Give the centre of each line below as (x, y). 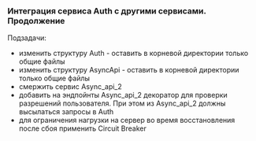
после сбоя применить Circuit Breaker (83, 128)
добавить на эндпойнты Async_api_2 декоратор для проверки (123, 95)
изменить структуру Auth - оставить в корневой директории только (134, 54)
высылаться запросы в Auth (66, 112)
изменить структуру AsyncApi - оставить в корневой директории (129, 70)
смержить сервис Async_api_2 (70, 87)
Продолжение (36, 20)
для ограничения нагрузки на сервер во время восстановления (127, 121)
